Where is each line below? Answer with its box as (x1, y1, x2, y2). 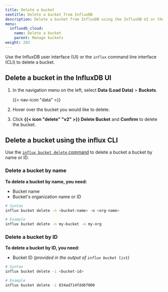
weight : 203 (5, 40, 30, 45)
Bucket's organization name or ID (12, 194, 81, 200)
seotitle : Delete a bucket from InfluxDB (5, 12, 93, 17)
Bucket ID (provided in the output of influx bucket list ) (12, 254, 130, 261)
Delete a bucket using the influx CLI (5, 136, 118, 144)
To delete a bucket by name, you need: (5, 179, 87, 185)
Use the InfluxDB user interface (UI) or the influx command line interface (5, 54, 156, 60)
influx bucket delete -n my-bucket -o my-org (5, 222, 101, 227)
